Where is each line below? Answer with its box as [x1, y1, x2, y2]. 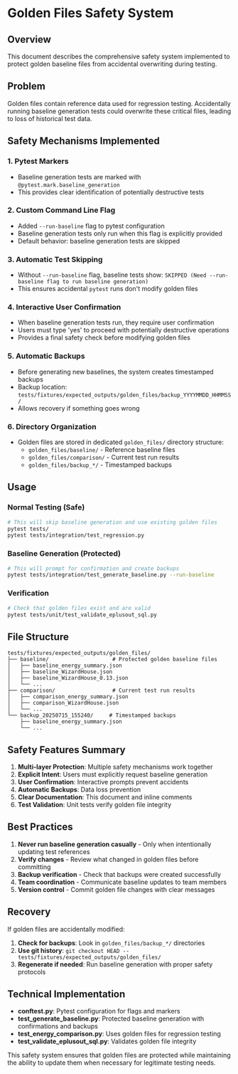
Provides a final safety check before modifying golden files [17, 333, 190, 342]
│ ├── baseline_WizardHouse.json [7, 668, 113, 675]
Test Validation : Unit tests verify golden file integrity [17, 801, 172, 809]
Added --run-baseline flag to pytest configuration [17, 221, 165, 230]
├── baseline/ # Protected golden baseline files [7, 656, 218, 663]
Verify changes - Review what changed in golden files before [17, 855, 199, 863]
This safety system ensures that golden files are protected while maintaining [7, 1051, 231, 1060]
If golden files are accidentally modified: [7, 925, 126, 933]
